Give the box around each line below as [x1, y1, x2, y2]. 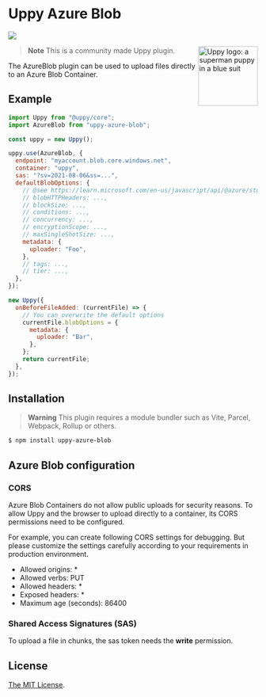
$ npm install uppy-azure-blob [8, 436, 112, 444]
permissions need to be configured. [8, 517, 125, 527]
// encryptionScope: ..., [22, 223, 108, 231]
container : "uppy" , [15, 164, 80, 173]
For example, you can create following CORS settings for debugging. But [8, 532, 245, 542]
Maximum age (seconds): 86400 [19, 599, 127, 607]
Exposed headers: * [19, 590, 85, 599]
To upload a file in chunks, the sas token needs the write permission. [8, 636, 234, 646]
